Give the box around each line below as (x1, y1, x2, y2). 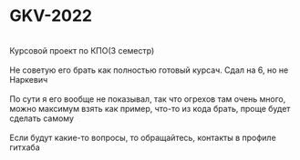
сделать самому (9, 113, 75, 124)
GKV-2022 (9, 5, 93, 26)
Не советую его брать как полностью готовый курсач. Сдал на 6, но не (9, 65, 289, 75)
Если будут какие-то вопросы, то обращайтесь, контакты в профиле (9, 132, 276, 143)
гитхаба (9, 142, 41, 153)
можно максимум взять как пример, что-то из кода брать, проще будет (9, 103, 291, 114)
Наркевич (9, 74, 48, 85)
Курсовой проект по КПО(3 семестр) (9, 45, 155, 55)
